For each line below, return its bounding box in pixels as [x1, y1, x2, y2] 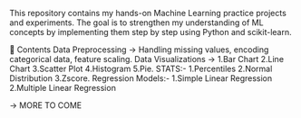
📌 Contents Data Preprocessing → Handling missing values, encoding [9, 44, 269, 55]
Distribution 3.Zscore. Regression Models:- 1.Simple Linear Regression [9, 73, 273, 84]
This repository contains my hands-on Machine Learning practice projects [9, 8, 287, 18]
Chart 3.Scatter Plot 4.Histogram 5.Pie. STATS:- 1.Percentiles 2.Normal [9, 63, 273, 74]
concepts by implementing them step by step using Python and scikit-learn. [9, 27, 292, 37]
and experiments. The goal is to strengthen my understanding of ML [9, 17, 265, 28]
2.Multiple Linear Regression [9, 83, 116, 93]
